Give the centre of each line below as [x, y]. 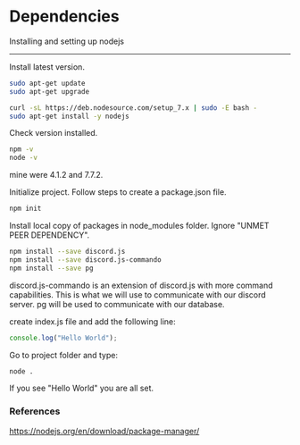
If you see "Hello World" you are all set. [82, 388]
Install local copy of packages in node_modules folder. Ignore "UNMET [139, 226]
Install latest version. [47, 67]
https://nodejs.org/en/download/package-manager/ [104, 431]
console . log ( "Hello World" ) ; [63, 338]
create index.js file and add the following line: [92, 321]
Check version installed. [54, 133]
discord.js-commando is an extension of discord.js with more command [142, 285]
